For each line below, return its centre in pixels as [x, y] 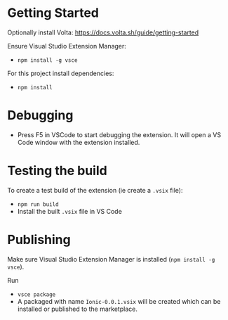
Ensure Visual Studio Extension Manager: [67, 46]
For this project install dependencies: [61, 73]
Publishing [39, 240]
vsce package [36, 294]
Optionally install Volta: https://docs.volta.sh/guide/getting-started [103, 32]
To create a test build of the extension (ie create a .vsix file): [95, 190]
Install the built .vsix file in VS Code [70, 211]
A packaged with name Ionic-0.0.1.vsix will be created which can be [119, 301]
